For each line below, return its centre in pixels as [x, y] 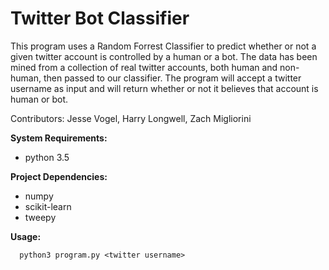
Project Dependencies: [59, 176]
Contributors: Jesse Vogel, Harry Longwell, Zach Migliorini [131, 118]
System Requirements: [59, 138]
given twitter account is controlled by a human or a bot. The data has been [164, 56]
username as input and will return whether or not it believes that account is [164, 88]
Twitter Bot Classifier [100, 18]
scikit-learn [48, 206]
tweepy [40, 217]
